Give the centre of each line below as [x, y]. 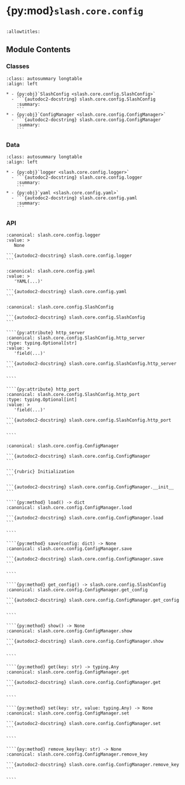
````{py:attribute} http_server [45, 333]
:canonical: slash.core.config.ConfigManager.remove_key [77, 754]
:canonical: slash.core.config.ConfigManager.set [68, 713]
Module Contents [38, 50]
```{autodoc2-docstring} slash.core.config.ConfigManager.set [83, 724]
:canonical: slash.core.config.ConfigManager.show [69, 631]
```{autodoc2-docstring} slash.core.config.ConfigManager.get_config [93, 601]
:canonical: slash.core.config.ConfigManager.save [69, 549]
